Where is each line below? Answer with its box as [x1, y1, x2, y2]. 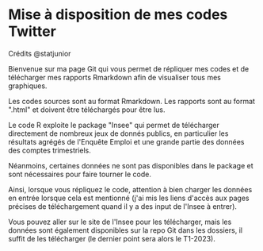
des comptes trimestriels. [8, 145, 91, 155]
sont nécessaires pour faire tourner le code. [8, 169, 152, 179]
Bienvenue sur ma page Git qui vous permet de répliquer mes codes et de [8, 64, 250, 73]
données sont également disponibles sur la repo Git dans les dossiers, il [8, 225, 243, 235]
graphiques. [8, 81, 48, 91]
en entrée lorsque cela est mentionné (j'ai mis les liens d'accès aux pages [8, 193, 250, 203]
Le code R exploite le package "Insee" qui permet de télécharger [8, 120, 219, 129]
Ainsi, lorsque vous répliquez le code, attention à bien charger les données [8, 184, 253, 194]
